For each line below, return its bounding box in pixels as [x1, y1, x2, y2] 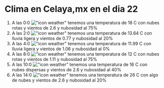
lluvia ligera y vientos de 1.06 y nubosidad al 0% [11, 46, 110, 52]
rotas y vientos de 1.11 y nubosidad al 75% [11, 56, 97, 62]
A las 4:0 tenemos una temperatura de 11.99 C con [11, 40, 152, 46]
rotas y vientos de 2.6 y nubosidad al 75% [11, 25, 98, 30]
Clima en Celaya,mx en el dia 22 [4, 3, 138, 15]
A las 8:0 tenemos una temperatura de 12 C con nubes [11, 51, 160, 57]
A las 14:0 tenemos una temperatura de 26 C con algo [11, 72, 159, 78]
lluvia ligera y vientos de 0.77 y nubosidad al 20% [11, 35, 113, 41]
